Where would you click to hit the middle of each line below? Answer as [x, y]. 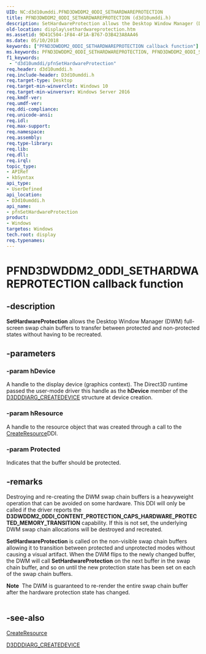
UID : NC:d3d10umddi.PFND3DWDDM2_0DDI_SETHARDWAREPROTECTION [85, 12]
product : [17, 218]
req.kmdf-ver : [25, 98]
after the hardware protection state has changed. [68, 592]
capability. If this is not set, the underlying [135, 523]
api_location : [25, 195]
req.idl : [17, 120]
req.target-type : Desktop [39, 80]
